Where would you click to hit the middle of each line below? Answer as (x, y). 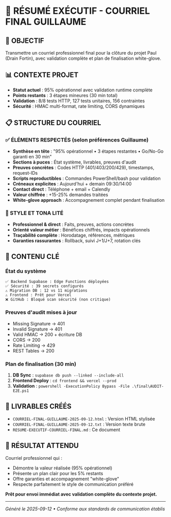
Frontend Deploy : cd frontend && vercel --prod (64, 381)
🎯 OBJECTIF (25, 41)
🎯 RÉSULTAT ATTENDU (42, 446)
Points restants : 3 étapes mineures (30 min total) (65, 95)
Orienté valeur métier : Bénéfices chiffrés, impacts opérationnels (81, 229)
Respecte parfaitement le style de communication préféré (73, 484)
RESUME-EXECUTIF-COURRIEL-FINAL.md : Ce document (66, 430)
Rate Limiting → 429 (34, 345)
